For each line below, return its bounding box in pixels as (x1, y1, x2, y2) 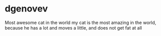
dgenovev (5, 3, 48, 14)
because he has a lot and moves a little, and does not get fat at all (5, 24, 142, 30)
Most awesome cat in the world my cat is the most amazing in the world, (5, 19, 156, 25)
